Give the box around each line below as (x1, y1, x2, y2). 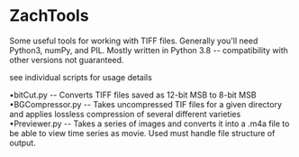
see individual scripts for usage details (9, 71, 153, 82)
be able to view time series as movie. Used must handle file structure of (9, 127, 276, 138)
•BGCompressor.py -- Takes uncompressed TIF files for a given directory (9, 98, 282, 109)
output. (9, 137, 36, 148)
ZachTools (9, 5, 89, 26)
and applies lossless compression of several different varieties (9, 108, 241, 119)
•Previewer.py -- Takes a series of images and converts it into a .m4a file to (9, 118, 290, 129)
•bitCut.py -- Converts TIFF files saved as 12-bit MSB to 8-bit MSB (9, 89, 257, 100)
